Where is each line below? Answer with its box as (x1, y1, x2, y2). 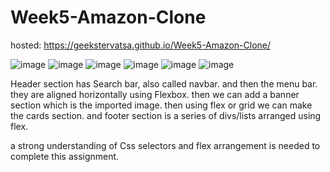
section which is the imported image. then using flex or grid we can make (10, 99, 313, 111)
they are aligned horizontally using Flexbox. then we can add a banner (10, 88, 300, 100)
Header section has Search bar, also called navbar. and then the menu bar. (10, 77, 318, 90)
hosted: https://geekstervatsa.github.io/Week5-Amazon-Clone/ (10, 39, 272, 51)
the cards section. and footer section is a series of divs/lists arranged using (10, 109, 322, 121)
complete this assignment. (10, 150, 120, 162)
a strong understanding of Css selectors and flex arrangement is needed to (10, 139, 321, 151)
